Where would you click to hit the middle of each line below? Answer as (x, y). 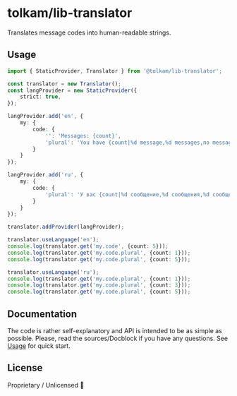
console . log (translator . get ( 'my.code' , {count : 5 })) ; (88, 246)
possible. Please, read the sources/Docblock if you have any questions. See (117, 338)
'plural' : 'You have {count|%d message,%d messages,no (127, 143)
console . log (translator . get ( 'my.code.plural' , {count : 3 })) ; (99, 285)
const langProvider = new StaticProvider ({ (72, 90)
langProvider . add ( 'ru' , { (45, 175)
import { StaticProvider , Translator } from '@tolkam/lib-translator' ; (115, 71)
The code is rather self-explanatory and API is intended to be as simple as (115, 330)
